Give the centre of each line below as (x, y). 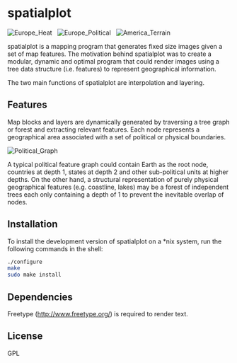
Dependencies (40, 297)
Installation (33, 224)
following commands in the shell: (55, 248)
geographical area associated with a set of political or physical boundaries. (117, 137)
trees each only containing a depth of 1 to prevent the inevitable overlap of (116, 194)
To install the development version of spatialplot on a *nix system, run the (115, 241)
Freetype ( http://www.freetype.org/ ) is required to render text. (98, 314)
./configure (25, 262)
